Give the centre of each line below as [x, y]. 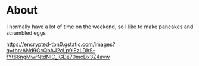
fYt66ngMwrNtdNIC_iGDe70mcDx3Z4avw [58, 57]
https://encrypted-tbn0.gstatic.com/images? [61, 44]
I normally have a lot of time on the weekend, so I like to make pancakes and [100, 27]
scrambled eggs [26, 32]
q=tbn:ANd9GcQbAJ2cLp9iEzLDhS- [51, 50]
